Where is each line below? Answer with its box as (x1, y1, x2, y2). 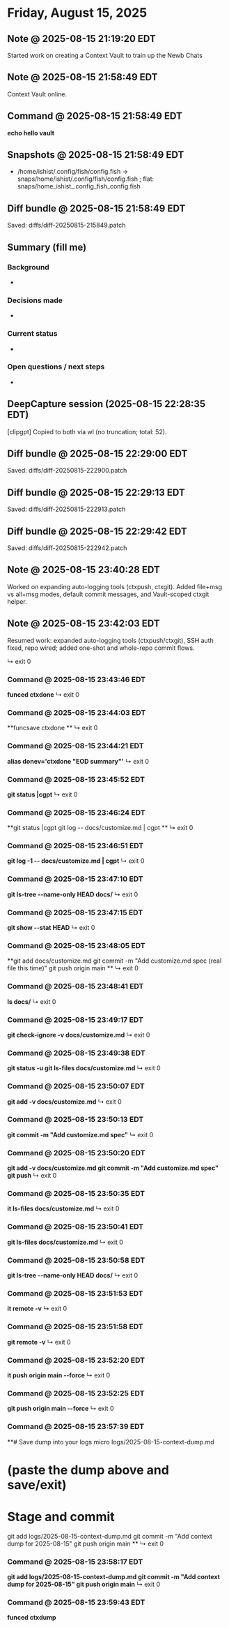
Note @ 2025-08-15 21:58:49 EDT (7, 71, 158, 83)
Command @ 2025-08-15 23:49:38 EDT (7, 1048, 145, 1058)
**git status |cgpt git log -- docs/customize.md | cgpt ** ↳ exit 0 (7, 824, 194, 832)
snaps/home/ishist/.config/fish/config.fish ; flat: (17, 175, 155, 183)
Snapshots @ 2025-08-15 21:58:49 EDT (7, 149, 184, 161)
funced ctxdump (7, 1613, 57, 1622)
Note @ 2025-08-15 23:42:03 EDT (7, 618, 160, 630)
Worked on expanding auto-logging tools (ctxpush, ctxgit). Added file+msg (7, 582, 223, 591)
